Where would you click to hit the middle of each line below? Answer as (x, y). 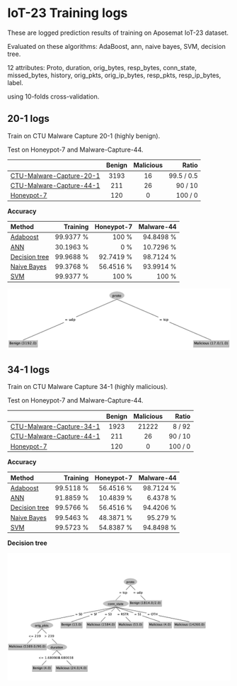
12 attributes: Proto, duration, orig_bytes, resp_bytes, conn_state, (102, 67)
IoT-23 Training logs (68, 13)
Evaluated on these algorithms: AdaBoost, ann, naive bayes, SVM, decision (117, 46)
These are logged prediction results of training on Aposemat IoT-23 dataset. (118, 33)
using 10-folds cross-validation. (53, 96)
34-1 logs (29, 370)
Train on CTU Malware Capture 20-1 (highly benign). (84, 135)
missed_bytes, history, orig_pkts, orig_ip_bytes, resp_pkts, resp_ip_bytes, (114, 75)
